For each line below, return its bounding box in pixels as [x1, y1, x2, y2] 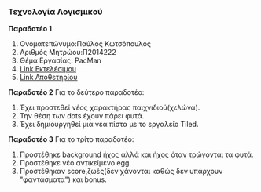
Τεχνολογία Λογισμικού [8, 6, 103, 17]
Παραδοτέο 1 [8, 24, 53, 34]
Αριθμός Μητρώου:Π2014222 [19, 48, 116, 57]
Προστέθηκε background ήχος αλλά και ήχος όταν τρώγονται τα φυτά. [19, 150, 254, 159]
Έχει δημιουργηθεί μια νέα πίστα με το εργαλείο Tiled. [19, 120, 199, 129]
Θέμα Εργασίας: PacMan [19, 56, 102, 65]
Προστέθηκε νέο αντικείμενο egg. [19, 158, 132, 168]
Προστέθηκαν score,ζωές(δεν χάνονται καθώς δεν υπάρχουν [19, 167, 223, 176]
